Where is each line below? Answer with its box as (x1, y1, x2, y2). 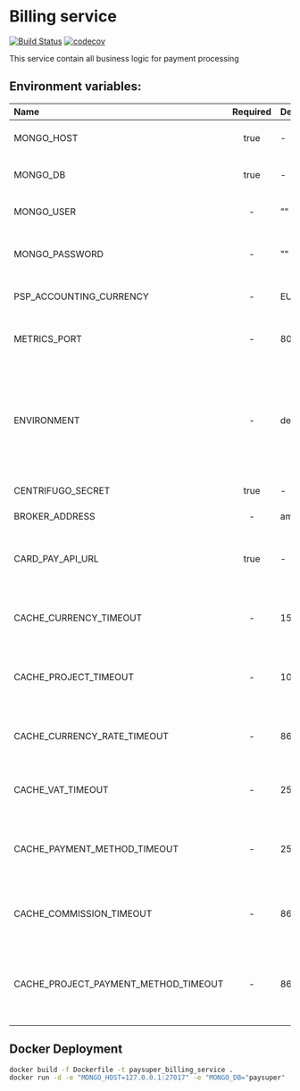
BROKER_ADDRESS (13, 510, 96, 522)
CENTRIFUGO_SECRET (13, 484, 111, 496)
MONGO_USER (13, 205, 77, 218)
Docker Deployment (9, 1042, 123, 1057)
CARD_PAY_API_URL (13, 552, 99, 564)
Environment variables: (9, 79, 142, 95)
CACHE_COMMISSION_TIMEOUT (13, 907, 153, 920)
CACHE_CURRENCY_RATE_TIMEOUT (13, 729, 170, 742)
